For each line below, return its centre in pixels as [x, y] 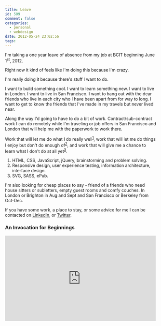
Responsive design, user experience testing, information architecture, [81, 165]
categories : [17, 23]
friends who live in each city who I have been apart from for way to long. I [78, 99]
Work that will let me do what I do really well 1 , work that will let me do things [80, 139]
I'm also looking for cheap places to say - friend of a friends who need [75, 185]
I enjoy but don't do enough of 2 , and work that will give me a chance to [75, 145]
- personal [20, 28]
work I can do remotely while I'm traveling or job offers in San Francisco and [81, 124]
